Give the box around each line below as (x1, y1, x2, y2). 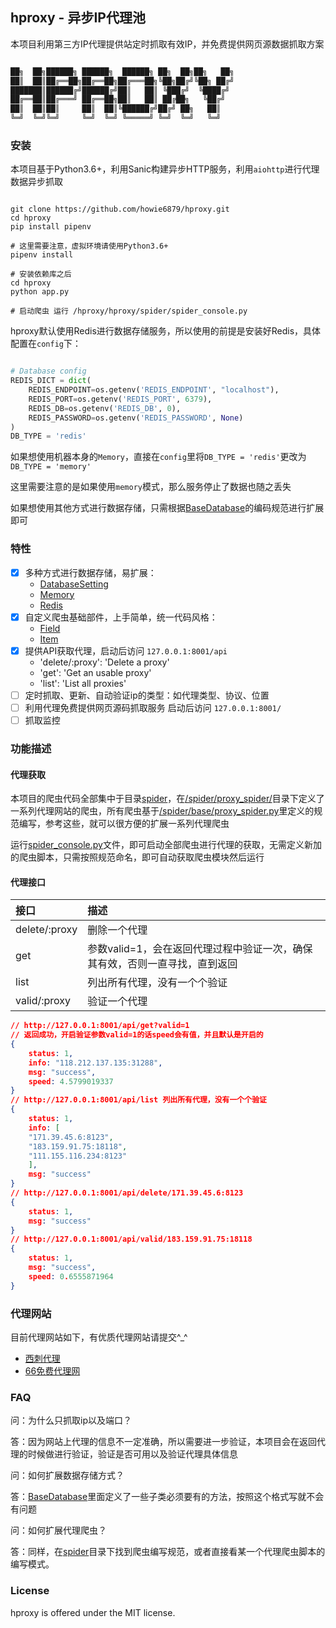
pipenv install (10, 250, 74, 260)
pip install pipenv (10, 222, 92, 232)
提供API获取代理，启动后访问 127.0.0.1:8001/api (24, 644, 228, 657)
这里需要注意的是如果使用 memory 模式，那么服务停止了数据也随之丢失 (10, 481, 292, 493)
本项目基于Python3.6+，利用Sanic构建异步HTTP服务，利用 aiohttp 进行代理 (10, 163, 320, 175)
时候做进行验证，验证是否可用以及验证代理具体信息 (27, 1448, 238, 1460)
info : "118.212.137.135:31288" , (28, 1058, 163, 1068)
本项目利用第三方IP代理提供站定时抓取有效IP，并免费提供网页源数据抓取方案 (10, 38, 325, 50)
